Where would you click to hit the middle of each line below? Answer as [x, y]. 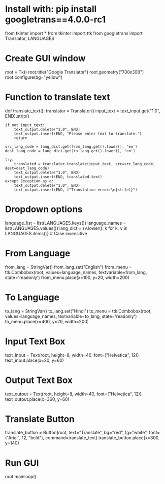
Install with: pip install [51, 9]
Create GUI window [45, 58]
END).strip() [17, 116]
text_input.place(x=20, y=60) [34, 360]
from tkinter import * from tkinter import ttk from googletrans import [74, 33]
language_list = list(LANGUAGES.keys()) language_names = [66, 223]
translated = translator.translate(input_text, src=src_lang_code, [84, 164]
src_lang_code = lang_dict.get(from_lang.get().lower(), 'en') [71, 146]
